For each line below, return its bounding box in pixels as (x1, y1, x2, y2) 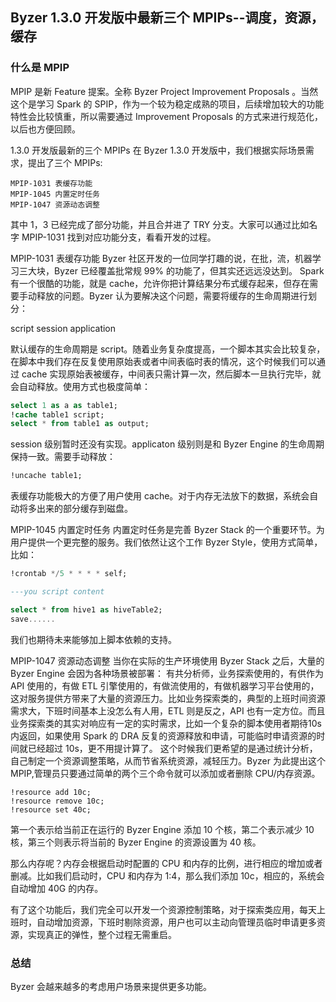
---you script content (10, 587, 105, 597)
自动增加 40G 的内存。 (10, 882, 104, 894)
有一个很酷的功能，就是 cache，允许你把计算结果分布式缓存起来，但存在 (10, 277, 310, 289)
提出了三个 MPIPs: (27, 156, 103, 168)
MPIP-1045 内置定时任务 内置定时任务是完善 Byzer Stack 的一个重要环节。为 (10, 524, 325, 536)
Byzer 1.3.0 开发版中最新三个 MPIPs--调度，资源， (10, 9, 325, 27)
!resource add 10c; (10, 787, 92, 797)
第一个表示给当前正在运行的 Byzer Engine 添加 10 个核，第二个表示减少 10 (10, 823, 315, 835)
